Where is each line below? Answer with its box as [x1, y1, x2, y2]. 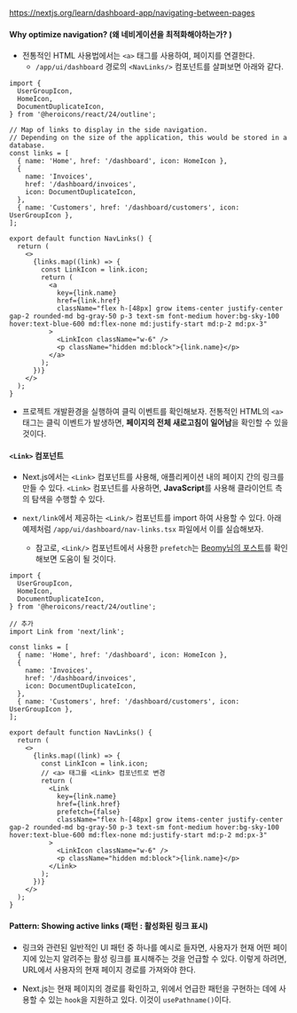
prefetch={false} [56, 807, 121, 817]
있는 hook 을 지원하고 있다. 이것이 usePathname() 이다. [48, 993, 232, 1005]
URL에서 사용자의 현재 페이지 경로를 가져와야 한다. [21, 964, 197, 975]
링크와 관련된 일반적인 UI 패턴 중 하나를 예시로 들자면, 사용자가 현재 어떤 [21, 942, 271, 953]
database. [9, 141, 46, 150]
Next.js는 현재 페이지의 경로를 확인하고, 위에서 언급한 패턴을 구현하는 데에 [21, 983, 277, 993]
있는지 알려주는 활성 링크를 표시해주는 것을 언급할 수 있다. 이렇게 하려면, [38, 953, 287, 963]
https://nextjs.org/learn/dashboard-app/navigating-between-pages [9, 8, 255, 18]
